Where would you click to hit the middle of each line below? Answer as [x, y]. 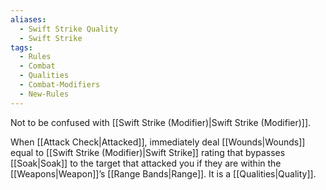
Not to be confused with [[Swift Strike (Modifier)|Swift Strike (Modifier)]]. [161, 122]
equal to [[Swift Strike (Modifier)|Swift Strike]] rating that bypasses [148, 152]
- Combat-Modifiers [60, 85]
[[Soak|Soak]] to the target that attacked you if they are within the [146, 163]
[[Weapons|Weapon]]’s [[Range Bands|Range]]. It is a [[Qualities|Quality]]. [163, 173]
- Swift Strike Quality [68, 29]
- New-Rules [44, 94]
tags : [21, 47]
